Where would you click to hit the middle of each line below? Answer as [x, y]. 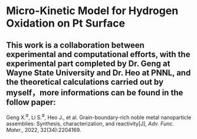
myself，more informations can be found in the [95, 92]
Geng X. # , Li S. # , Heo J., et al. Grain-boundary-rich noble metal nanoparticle [99, 117]
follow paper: [31, 102]
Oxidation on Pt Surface [66, 23]
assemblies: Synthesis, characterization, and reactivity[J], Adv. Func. [90, 123]
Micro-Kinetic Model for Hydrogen [92, 11]
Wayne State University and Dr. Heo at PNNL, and [98, 73]
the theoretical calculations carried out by [85, 82]
